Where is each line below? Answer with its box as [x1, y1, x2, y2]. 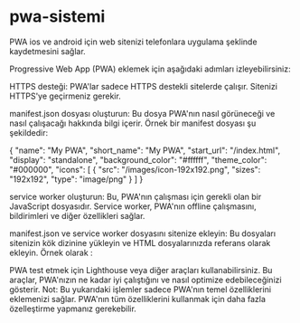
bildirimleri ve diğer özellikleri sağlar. [9, 210, 145, 221]
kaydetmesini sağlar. [9, 45, 86, 56]
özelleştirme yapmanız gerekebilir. [9, 303, 137, 314]
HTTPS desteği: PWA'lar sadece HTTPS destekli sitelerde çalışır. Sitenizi [9, 81, 278, 91]
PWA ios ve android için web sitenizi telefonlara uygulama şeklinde [9, 36, 258, 47]
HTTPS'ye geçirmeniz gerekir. [9, 90, 122, 101]
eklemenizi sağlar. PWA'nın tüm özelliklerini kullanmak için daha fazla [9, 293, 267, 304]
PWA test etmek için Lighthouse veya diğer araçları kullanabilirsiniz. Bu [9, 264, 273, 275]
